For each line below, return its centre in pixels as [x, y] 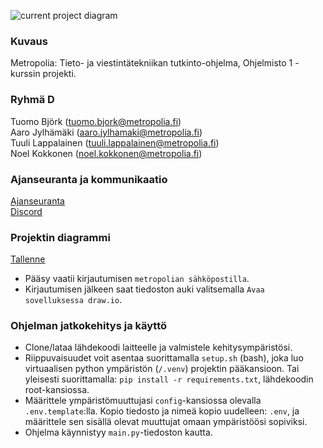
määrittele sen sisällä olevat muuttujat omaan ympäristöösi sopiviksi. [166, 422]
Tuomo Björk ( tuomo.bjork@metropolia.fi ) [96, 121]
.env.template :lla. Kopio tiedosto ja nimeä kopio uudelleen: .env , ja [162, 411]
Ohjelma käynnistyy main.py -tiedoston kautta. [118, 432]
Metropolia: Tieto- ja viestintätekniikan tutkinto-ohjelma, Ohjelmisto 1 [151, 63]
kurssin [25, 74]
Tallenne [28, 259]
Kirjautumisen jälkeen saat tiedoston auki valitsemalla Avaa [144, 289]
